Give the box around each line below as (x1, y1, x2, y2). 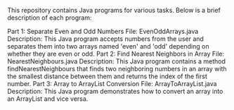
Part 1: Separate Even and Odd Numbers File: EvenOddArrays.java (7, 28, 199, 35)
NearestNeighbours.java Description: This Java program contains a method (7, 57, 226, 66)
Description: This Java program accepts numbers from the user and (7, 35, 204, 43)
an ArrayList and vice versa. (7, 94, 89, 103)
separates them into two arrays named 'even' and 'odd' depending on (7, 42, 209, 50)
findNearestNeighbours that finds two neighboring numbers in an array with (7, 65, 227, 73)
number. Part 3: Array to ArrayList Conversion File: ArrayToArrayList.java (7, 80, 217, 87)
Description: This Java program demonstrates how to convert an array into (7, 87, 223, 95)
